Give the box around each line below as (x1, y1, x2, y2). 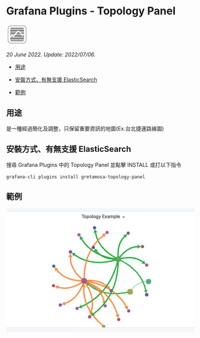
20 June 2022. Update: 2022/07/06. (6, 51, 96, 58)
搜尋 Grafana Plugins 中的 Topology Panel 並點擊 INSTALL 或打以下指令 (6, 161, 182, 168)
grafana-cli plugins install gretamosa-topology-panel (6, 173, 146, 180)
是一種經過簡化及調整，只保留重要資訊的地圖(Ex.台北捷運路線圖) (6, 124, 164, 132)
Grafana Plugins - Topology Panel (6, 4, 176, 18)
